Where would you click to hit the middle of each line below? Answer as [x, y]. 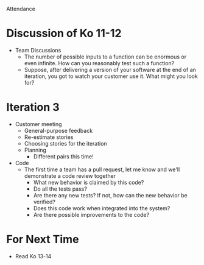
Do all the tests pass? [60, 189]
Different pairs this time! [63, 156]
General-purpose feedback [58, 130]
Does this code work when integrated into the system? [102, 208]
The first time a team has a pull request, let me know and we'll [102, 169]
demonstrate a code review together [70, 175]
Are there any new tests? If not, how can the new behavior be [110, 195]
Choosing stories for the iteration [66, 143]
